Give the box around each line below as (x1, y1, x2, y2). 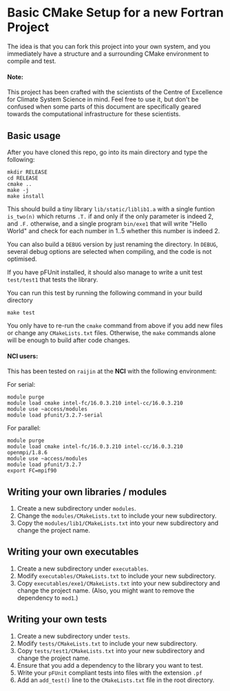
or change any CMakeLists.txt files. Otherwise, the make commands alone (7, 328, 216, 337)
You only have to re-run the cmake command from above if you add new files (7, 321, 223, 330)
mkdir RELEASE (7, 169, 48, 176)
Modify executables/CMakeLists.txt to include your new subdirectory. (17, 571, 216, 580)
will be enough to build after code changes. (7, 336, 131, 344)
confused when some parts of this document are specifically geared (7, 103, 202, 111)
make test (7, 309, 36, 316)
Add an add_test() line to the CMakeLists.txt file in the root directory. (17, 676, 215, 684)
